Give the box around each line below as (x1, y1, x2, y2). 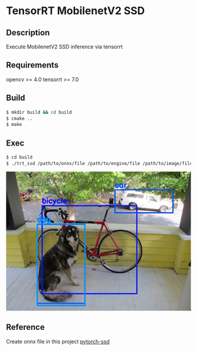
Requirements (6, 60, 59, 70)
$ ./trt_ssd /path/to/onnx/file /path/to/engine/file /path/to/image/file (6, 160, 193, 166)
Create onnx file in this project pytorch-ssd (6, 337, 110, 345)
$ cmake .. (6, 115, 33, 121)
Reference (6, 322, 45, 332)
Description (6, 28, 50, 38)
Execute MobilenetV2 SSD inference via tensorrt (6, 43, 123, 50)
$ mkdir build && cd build (6, 109, 72, 115)
